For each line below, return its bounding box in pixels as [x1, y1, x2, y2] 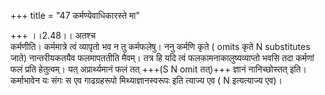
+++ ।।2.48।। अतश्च [10, 30, 97, 41]
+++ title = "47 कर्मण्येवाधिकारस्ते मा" [10, 10, 140, 21]
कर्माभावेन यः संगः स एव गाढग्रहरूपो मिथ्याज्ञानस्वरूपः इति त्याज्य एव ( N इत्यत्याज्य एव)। [10, 75, 283, 86]
